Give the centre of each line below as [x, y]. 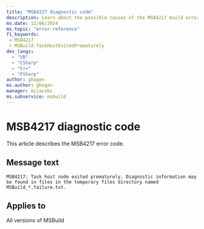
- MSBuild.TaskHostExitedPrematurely [56, 46]
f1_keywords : [23, 35]
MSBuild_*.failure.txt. [36, 187]
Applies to [26, 206]
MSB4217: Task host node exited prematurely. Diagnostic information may [102, 177]
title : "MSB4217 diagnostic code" [50, 12]
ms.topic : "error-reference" [43, 29]
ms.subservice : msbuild [36, 97]
